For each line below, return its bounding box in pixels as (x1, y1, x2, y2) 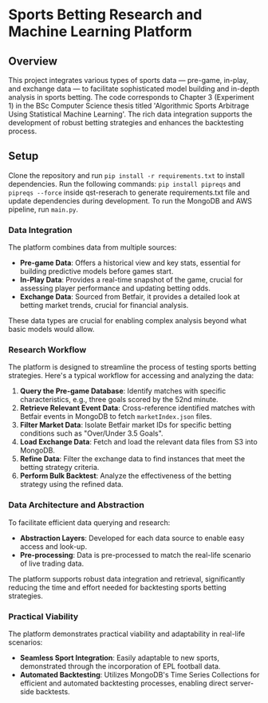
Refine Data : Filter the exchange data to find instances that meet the (19, 454, 246, 464)
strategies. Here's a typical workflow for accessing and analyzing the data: (8, 371, 254, 381)
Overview (8, 54, 58, 68)
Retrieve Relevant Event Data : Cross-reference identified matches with (19, 403, 255, 413)
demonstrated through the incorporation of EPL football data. (19, 662, 221, 671)
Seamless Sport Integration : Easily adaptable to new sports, (19, 653, 219, 662)
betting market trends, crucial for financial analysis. (19, 301, 189, 310)
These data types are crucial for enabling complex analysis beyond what (8, 316, 247, 326)
